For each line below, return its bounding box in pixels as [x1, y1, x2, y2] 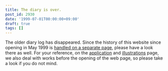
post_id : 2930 [5, 12, 35, 17]
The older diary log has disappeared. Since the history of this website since [5, 39, 161, 45]
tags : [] [5, 26, 24, 31]
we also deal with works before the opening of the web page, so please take [5, 55, 163, 61]
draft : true [5, 21, 30, 26]
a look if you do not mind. [5, 61, 58, 67]
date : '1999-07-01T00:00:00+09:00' [5, 16, 80, 21]
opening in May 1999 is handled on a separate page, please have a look [5, 45, 153, 51]
